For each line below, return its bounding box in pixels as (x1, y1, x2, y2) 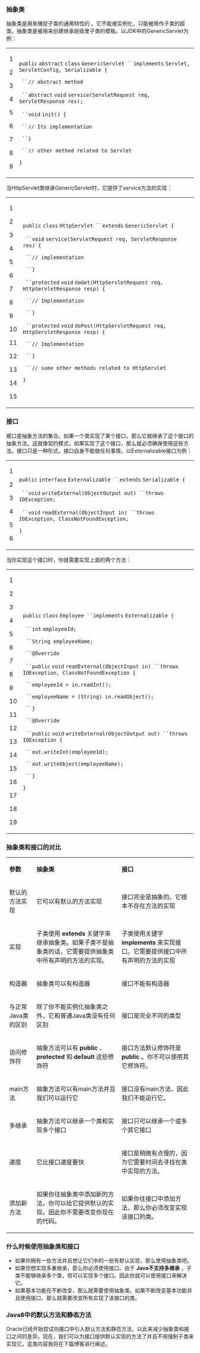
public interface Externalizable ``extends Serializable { (18, 476, 186, 483)
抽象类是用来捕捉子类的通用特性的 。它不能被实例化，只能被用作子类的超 (6, 20, 185, 27)
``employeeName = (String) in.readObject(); (26, 693, 154, 700)
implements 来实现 (121, 938, 176, 947)
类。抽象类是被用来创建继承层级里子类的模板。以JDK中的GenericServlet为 (6, 27, 189, 35)
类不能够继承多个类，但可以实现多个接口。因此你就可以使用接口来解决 (14, 1272, 187, 1279)
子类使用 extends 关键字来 (36, 929, 111, 938)
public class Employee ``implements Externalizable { (23, 612, 174, 619)
